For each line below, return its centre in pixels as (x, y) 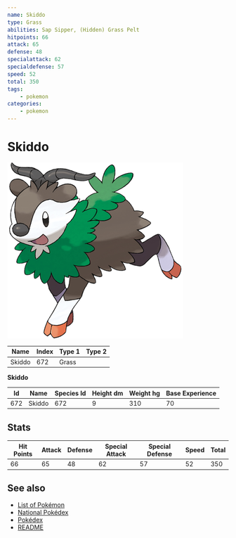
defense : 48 (25, 52)
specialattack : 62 (34, 60)
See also (26, 488)
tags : (15, 89)
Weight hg (144, 393)
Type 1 (70, 352)
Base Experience (191, 393)
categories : (25, 104)
